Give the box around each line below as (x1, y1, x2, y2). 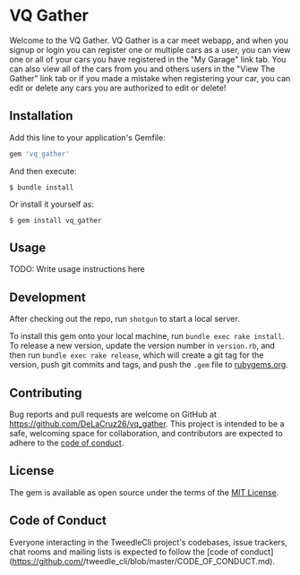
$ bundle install (9, 182, 74, 192)
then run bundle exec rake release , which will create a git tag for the (9, 350, 264, 360)
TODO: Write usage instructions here (9, 264, 145, 275)
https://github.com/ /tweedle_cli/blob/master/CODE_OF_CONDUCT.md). (12, 555, 276, 566)
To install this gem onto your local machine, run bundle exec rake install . (9, 331, 285, 342)
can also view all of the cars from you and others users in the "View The (9, 63, 276, 74)
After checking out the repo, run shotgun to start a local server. (9, 314, 240, 325)
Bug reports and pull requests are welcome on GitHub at (9, 409, 218, 420)
